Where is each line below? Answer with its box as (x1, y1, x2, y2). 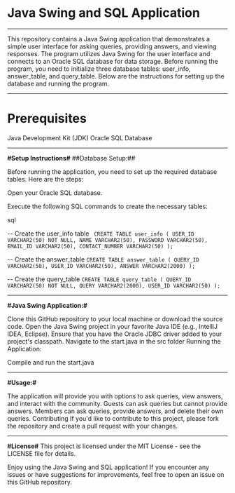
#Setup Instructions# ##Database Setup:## (7, 154, 136, 162)
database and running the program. (7, 79, 110, 88)
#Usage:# (7, 378, 37, 386)
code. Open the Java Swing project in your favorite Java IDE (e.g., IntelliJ (7, 322, 218, 330)
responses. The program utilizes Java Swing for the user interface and (7, 49, 211, 58)
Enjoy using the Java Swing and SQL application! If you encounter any (7, 463, 210, 471)
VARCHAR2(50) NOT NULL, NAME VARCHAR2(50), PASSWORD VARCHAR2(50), (7, 236, 208, 243)
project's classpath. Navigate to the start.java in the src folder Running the (7, 337, 222, 345)
